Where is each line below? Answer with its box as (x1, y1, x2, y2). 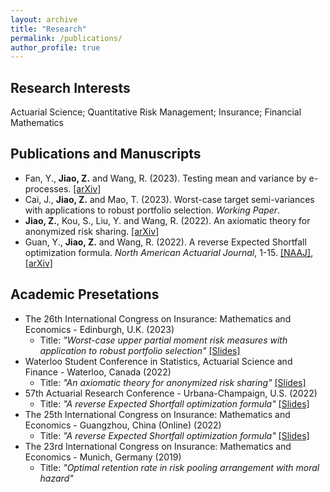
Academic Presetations (10, 286, 160, 303)
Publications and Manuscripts (10, 146, 202, 163)
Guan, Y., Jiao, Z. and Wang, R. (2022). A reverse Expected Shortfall (24, 236, 307, 248)
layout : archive (10, 14, 78, 25)
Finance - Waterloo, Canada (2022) (24, 366, 172, 378)
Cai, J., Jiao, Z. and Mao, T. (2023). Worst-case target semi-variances (24, 193, 315, 205)
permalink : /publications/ (10, 33, 123, 43)
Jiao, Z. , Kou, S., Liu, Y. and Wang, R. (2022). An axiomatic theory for (24, 214, 311, 226)
